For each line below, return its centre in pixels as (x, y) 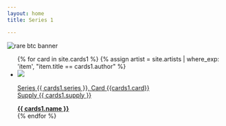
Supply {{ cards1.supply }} (54, 95)
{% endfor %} (37, 116)
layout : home (26, 13)
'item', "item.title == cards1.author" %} (71, 66)
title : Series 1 (30, 20)
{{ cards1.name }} (43, 108)
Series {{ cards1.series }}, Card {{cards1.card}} (83, 87)
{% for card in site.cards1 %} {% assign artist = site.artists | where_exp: (118, 59)
